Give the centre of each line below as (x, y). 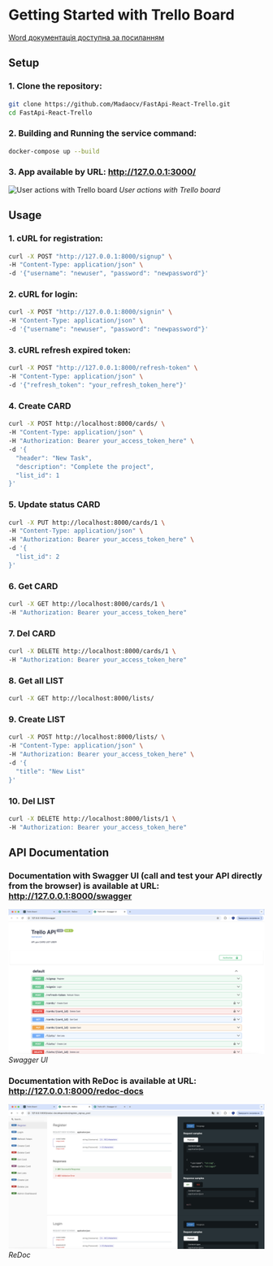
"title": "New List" (50, 771)
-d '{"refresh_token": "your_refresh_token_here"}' (97, 385)
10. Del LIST (32, 800)
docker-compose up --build (54, 151)
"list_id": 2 (38, 557)
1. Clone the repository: (56, 86)
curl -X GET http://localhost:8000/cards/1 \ (87, 604)
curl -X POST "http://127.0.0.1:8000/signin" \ (91, 312)
